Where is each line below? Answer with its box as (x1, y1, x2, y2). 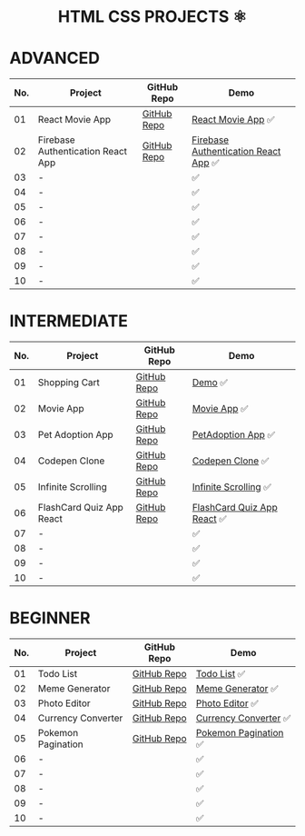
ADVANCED (9, 48, 100, 69)
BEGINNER (9, 608, 91, 629)
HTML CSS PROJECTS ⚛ (57, 6, 248, 27)
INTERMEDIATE (9, 311, 129, 332)
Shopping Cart (37, 376, 100, 389)
